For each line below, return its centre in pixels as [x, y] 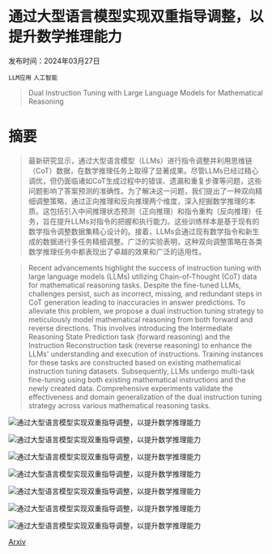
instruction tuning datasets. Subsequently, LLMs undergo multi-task [141, 371]
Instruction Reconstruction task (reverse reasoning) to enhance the [140, 345]
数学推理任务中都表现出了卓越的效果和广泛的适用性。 [117, 251]
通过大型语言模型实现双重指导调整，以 [136, 17]
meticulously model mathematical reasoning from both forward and [140, 319]
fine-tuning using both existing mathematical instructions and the [137, 379]
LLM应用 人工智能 [33, 78]
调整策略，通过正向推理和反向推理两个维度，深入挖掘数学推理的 [142, 201]
